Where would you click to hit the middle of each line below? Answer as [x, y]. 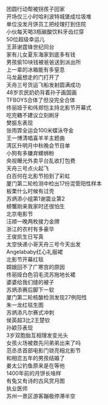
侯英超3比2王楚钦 [28, 320]
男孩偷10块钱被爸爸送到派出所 [44, 62]
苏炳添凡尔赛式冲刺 [30, 312]
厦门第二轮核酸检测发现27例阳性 [47, 297]
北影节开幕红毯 [25, 259]
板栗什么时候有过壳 [30, 191]
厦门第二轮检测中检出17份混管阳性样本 [54, 183]
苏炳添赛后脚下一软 [30, 290]
